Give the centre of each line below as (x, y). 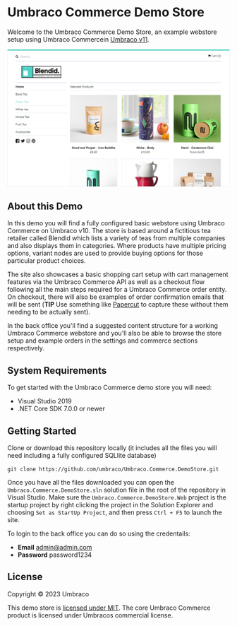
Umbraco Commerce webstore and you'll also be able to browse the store (115, 333)
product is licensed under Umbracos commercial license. (90, 615)
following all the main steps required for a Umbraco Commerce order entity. (117, 290)
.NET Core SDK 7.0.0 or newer (61, 409)
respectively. (26, 348)
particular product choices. (47, 261)
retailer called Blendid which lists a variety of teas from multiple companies (116, 238)
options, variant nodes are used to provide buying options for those (105, 253)
